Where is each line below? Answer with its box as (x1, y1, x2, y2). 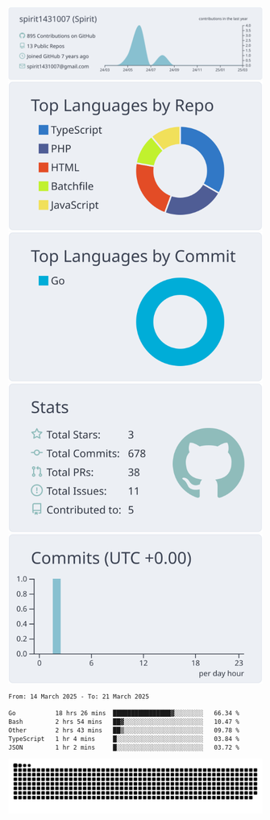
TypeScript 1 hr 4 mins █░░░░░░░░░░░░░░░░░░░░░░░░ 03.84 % (8, 735, 240, 743)
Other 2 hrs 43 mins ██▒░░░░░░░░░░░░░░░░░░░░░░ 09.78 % (8, 726, 240, 735)
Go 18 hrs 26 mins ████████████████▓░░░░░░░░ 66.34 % (8, 710, 240, 718)
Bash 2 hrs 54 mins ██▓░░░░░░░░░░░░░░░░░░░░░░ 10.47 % (8, 718, 240, 726)
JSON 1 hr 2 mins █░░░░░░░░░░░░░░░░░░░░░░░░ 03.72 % (8, 743, 240, 751)
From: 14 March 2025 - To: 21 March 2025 (8, 693, 150, 701)
